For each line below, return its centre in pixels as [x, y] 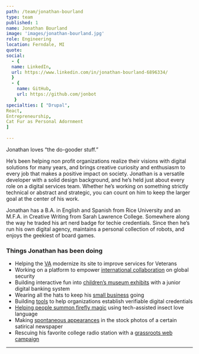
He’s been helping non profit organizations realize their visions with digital [96, 161]
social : [16, 56]
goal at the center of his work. [43, 198]
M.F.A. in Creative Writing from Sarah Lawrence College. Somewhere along [98, 216]
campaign [27, 339]
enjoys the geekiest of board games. [51, 235]
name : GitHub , [34, 89]
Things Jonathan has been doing [54, 250]
